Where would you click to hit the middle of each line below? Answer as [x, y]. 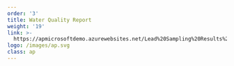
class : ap [22, 52]
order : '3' [23, 13]
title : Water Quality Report [49, 20]
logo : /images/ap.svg [39, 45]
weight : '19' [26, 26]
